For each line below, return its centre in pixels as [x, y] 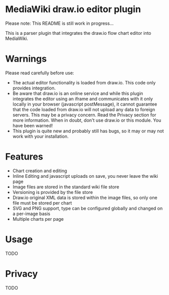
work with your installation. [41, 136]
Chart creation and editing [40, 171]
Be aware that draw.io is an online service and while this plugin [78, 93]
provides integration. [34, 88]
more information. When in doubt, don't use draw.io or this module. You [87, 120]
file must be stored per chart [42, 203]
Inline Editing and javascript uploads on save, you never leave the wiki [85, 176]
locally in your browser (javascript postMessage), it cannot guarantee [85, 104]
